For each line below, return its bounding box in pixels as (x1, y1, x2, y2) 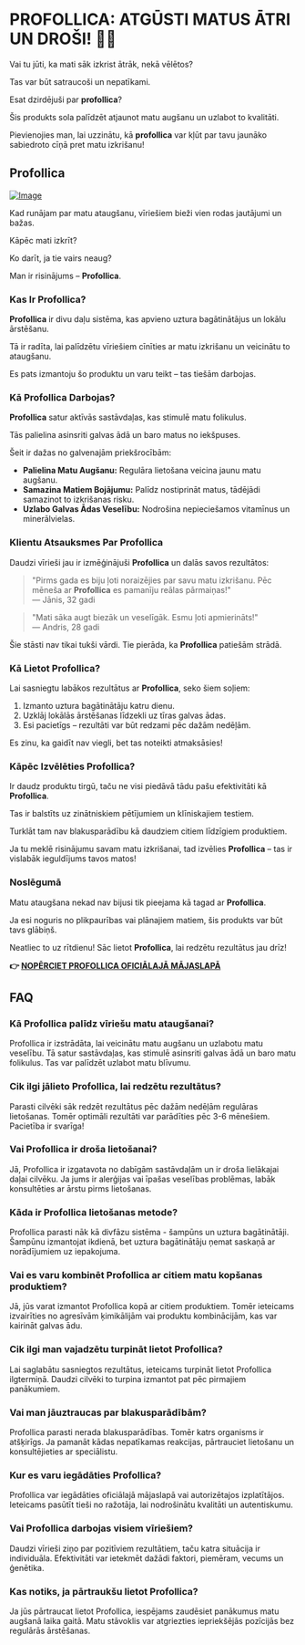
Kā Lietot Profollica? (9, 661, 101, 674)
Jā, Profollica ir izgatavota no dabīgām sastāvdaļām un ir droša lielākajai (9, 1163, 280, 1174)
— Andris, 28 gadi (31, 621, 100, 632)
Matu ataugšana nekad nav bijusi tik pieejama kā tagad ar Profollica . (9, 897, 267, 908)
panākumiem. (9, 1383, 61, 1394)
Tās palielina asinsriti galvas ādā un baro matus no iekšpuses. (9, 430, 241, 441)
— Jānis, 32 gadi (31, 594, 96, 605)
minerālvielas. (22, 514, 76, 525)
